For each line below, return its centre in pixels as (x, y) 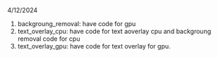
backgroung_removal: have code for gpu (77, 24)
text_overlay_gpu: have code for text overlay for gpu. (94, 46)
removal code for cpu (49, 39)
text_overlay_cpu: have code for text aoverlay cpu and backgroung (114, 31)
